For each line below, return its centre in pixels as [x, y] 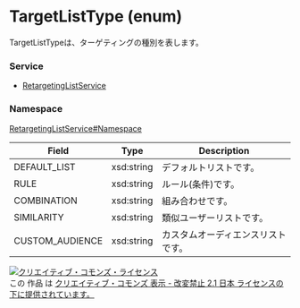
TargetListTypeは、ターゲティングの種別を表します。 [106, 42]
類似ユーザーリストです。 [215, 218]
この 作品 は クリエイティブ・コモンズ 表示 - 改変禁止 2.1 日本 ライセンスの [146, 283]
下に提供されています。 [52, 294]
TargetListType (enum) [96, 17]
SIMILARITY [39, 217]
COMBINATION [46, 201]
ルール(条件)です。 [201, 184]
